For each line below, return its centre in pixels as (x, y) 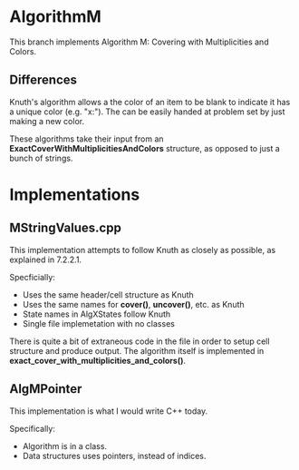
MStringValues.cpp (66, 228)
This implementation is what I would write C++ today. (109, 411)
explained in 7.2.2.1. (46, 259)
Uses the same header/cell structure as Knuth (108, 294)
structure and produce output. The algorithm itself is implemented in (137, 350)
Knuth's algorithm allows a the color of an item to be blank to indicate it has (150, 102)
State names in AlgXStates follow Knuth (96, 314)
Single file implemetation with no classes (98, 323)
